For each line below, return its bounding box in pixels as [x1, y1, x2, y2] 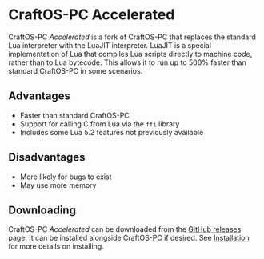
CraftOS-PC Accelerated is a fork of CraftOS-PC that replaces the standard [8, 32, 256, 42]
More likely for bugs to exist [19, 172, 112, 181]
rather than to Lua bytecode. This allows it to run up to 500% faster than [8, 58, 246, 67]
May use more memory [19, 180, 97, 189]
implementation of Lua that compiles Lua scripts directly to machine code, [8, 49, 253, 58]
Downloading [8, 203, 76, 217]
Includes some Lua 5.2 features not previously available [19, 127, 204, 137]
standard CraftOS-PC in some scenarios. [8, 66, 143, 75]
